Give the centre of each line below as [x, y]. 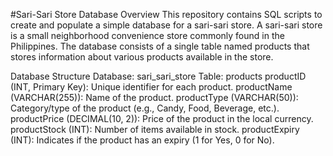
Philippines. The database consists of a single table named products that [160, 46]
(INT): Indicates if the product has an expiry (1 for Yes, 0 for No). [142, 140]
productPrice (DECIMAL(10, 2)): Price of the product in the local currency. [162, 118]
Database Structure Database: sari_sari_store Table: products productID [158, 76]
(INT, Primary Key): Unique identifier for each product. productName [151, 87]
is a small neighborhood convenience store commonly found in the [147, 35]
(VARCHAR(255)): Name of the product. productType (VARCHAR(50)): [154, 97]
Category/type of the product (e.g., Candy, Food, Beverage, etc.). [145, 108]
